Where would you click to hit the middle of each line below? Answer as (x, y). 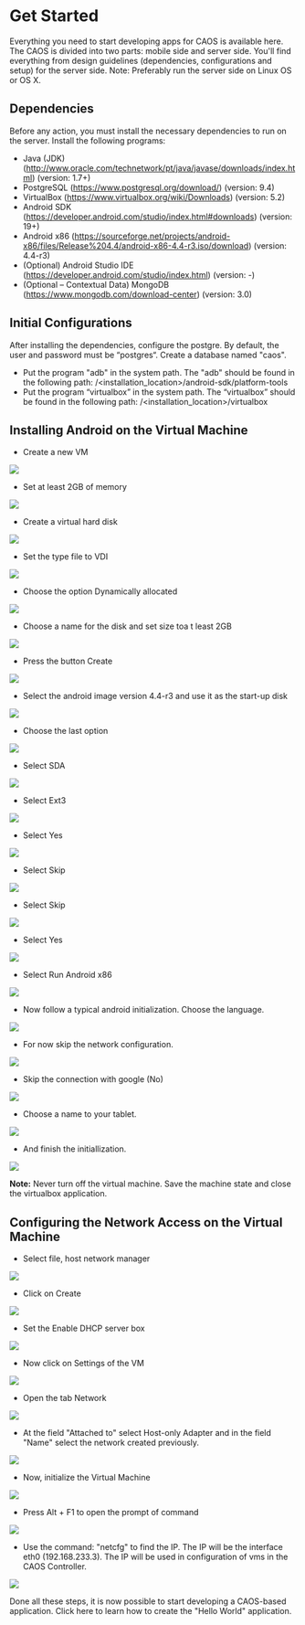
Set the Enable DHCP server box (84, 1328)
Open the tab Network (64, 1398)
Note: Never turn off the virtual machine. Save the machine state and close (151, 1184)
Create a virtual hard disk (70, 522)
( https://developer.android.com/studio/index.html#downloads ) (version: (158, 217)
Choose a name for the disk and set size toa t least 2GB (127, 626)
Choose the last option (65, 731)
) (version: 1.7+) (61, 177)
